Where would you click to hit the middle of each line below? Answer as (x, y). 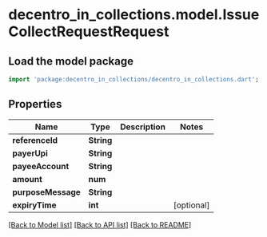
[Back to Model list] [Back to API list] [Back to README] (100, 224)
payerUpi (30, 153)
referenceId (35, 140)
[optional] (191, 205)
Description (143, 127)
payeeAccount (41, 166)
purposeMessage (47, 192)
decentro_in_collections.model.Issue (134, 15)
